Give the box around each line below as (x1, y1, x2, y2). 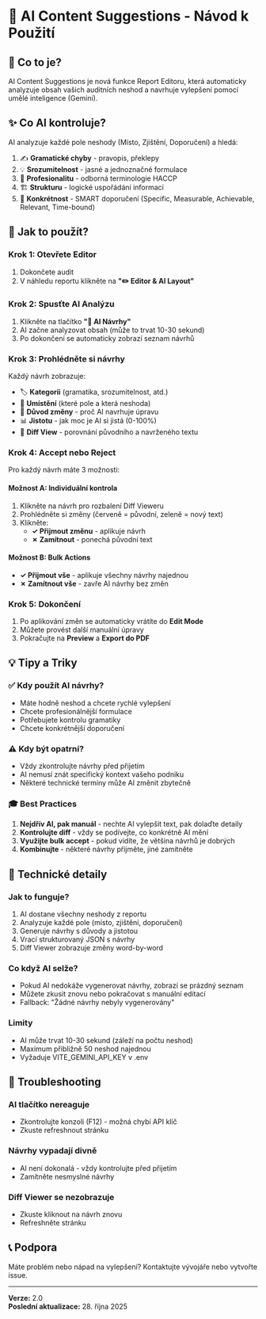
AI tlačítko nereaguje (8, 1099, 90, 1110)
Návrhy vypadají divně (8, 1145, 97, 1157)
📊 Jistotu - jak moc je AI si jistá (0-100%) (19, 416, 157, 426)
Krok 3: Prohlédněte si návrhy (8, 353, 125, 364)
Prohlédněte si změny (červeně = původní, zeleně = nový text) (19, 509, 224, 518)
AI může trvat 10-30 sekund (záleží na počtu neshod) (19, 1035, 194, 1045)
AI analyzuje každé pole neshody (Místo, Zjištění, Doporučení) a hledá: (8, 137, 238, 147)
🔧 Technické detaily (8, 867, 108, 881)
